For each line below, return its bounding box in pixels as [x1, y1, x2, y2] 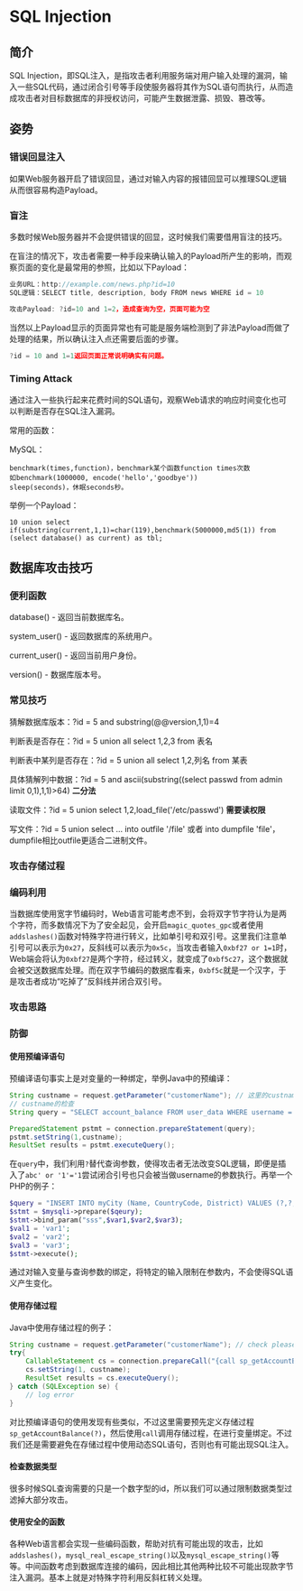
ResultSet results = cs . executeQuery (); [25, 1374, 179, 1383]
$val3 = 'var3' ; [9, 1241, 70, 1250]
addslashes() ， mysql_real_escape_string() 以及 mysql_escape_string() [9, 1549, 272, 1560]
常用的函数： [9, 424, 57, 435]
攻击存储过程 [9, 859, 66, 872]
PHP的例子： [9, 1180, 58, 1192]
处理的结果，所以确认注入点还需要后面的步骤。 [9, 333, 183, 344]
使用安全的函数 [9, 1516, 65, 1527]
